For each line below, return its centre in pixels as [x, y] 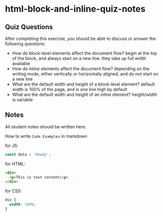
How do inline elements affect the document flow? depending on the [81, 69]
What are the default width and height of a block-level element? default [83, 84]
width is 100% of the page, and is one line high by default [70, 89]
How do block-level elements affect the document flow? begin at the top [84, 53]
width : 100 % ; [23, 205]
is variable [22, 100]
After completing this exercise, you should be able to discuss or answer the [81, 38]
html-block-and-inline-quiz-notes [75, 9]
